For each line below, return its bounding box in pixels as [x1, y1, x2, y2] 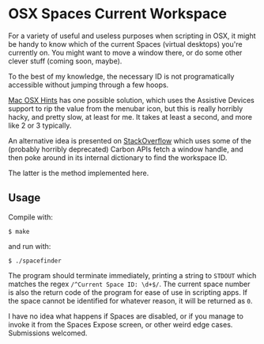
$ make [8, 227, 30, 235]
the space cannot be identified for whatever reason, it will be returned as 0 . [8, 296, 253, 305]
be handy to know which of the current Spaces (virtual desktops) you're [8, 39, 243, 48]
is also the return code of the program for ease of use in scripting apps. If [8, 287, 247, 297]
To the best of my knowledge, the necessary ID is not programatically [8, 71, 235, 81]
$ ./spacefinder [8, 257, 62, 265]
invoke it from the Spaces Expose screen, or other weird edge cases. [8, 319, 233, 329]
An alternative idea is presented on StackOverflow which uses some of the [8, 136, 251, 145]
